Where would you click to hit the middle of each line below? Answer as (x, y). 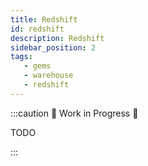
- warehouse (48, 76)
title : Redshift (44, 19)
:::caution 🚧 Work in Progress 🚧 (74, 113)
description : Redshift (57, 38)
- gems (37, 66)
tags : (21, 57)
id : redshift (37, 29)
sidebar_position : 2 (53, 47)
